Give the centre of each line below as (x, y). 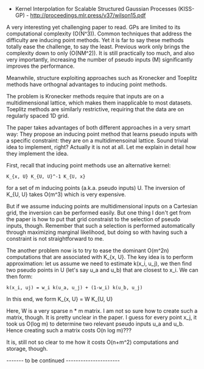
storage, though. (27, 349)
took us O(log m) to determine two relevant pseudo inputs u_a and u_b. (95, 324)
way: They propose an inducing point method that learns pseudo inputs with (102, 134)
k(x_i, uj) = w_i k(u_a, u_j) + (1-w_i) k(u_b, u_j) (75, 288)
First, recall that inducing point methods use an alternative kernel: (89, 165)
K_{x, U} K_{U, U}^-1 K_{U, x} (46, 177)
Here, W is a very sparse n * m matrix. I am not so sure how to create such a (102, 311)
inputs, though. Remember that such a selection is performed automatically (101, 226)
